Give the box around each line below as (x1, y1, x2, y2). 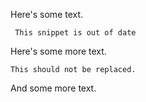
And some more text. (10, 82, 97, 94)
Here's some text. (10, 9, 84, 20)
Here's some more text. (10, 45, 107, 57)
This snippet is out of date (14, 28, 137, 38)
